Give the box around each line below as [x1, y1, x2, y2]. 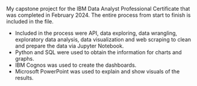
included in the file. [6, 18, 54, 25]
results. [14, 75, 34, 81]
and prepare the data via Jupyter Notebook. [14, 42, 124, 49]
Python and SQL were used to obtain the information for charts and [14, 49, 182, 56]
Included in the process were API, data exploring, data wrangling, [14, 29, 178, 37]
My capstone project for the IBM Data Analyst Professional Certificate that [6, 5, 190, 12]
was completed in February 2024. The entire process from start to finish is [6, 11, 191, 19]
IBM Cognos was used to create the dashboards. [14, 61, 137, 69]
